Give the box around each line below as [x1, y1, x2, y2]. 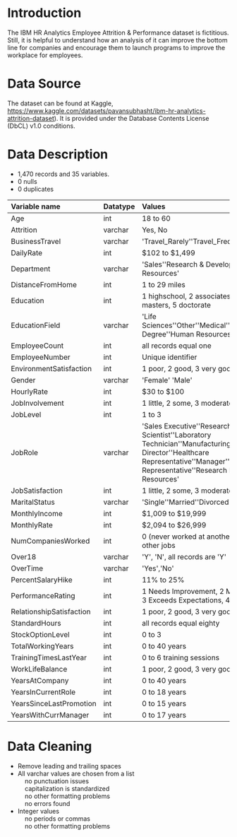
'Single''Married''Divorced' [142, 497, 231, 507]
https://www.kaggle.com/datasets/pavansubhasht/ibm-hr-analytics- [7, 106, 206, 115]
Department [11, 264, 51, 274]
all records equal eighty [142, 618, 220, 628]
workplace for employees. [7, 51, 83, 59]
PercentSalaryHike [11, 575, 73, 585]
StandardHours [11, 618, 61, 628]
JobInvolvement [11, 398, 65, 408]
